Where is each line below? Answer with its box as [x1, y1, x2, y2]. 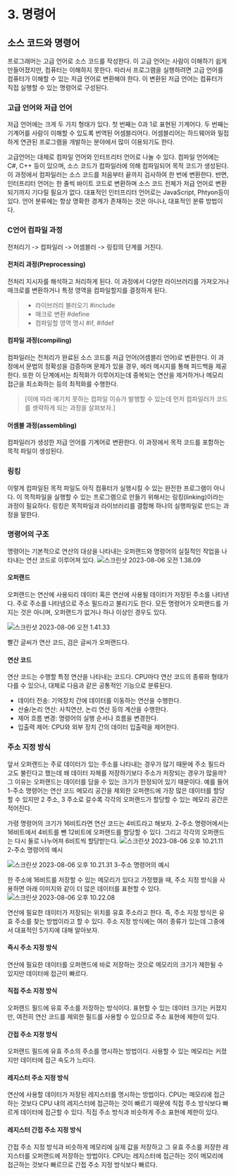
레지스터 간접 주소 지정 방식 [7, 1125, 82, 1134]
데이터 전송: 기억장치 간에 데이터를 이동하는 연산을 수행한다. [17, 697, 182, 705]
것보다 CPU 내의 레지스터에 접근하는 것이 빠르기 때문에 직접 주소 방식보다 [20, 1099, 222, 1108]
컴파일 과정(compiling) [7, 336, 72, 345]
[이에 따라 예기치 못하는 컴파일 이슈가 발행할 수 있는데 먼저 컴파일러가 [24, 395, 215, 403]
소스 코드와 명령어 [7, 37, 80, 49]
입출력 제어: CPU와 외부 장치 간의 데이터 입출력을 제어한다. [17, 723, 180, 731]
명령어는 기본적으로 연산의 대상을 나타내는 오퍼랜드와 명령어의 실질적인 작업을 [7, 547, 221, 555]
